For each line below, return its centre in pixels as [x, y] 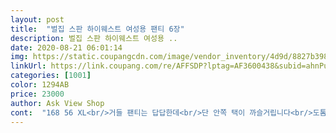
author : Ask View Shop [57, 103]
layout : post [37, 19]
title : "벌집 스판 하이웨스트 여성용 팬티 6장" [97, 29]
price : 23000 [37, 94]
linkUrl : [28, 66]
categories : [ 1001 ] [51, 76]
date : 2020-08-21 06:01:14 [66, 47]
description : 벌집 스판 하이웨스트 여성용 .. [94, 38]
